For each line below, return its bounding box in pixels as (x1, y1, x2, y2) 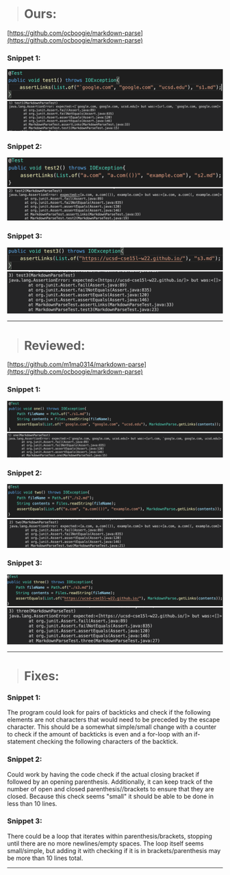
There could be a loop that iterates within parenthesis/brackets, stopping (7, 832, 212, 840)
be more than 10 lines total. (7, 854, 84, 862)
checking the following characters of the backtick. (36, 737, 179, 746)
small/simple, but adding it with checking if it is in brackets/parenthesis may (7, 846, 221, 854)
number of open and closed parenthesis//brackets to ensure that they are (7, 784, 214, 793)
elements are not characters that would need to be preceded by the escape (7, 716, 220, 724)
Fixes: (23, 668, 60, 684)
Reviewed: (23, 337, 86, 353)
